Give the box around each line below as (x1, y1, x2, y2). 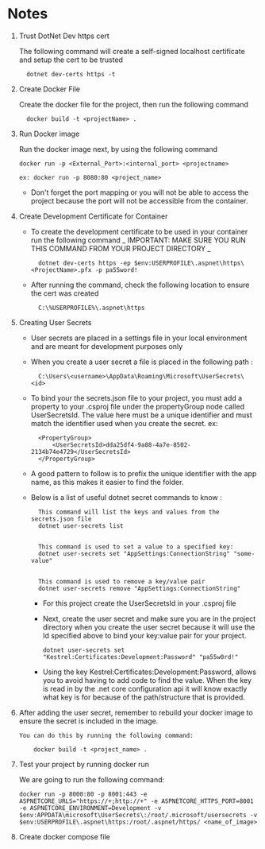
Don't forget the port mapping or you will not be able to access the (30, 188, 249, 197)
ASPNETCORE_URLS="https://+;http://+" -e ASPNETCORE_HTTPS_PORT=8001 (18, 797, 255, 805)
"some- (232, 549, 255, 557)
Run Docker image (18, 129, 80, 138)
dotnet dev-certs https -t (26, 70, 116, 78)
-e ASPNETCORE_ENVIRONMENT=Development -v (18, 804, 162, 812)
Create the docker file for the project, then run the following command (18, 99, 249, 109)
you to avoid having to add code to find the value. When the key (42, 675, 252, 684)
